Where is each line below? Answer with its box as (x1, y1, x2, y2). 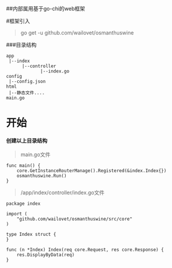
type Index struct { (6, 232, 57, 238)
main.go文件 (20, 151, 51, 158)
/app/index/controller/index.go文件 (20, 189, 104, 196)
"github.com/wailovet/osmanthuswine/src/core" (16, 216, 133, 222)
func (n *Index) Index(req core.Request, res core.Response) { (6, 247, 164, 253)
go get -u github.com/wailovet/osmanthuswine (20, 29, 134, 36)
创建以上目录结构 (6, 137, 48, 144)
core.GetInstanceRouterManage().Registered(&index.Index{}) (16, 168, 167, 174)
